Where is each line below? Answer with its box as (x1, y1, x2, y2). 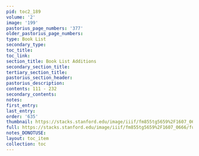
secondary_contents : (6, 91, 57, 97)
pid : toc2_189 (6, 8, 41, 15)
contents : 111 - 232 (6, 86, 57, 92)
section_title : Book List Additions (6, 58, 97, 64)
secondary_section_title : (6, 63, 70, 70)
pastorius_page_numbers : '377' (6, 25, 84, 31)
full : (6, 125, 20, 130)
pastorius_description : (6, 81, 65, 87)
